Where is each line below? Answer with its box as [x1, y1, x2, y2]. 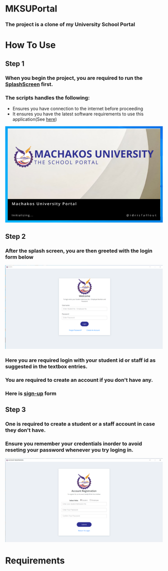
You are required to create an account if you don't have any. [5, 376, 153, 383]
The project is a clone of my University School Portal [5, 21, 135, 28]
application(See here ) [12, 116, 57, 122]
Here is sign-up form [5, 390, 56, 397]
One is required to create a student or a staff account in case [5, 420, 155, 427]
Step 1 [5, 59, 25, 68]
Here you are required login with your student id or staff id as [5, 357, 156, 364]
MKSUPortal [5, 3, 57, 15]
